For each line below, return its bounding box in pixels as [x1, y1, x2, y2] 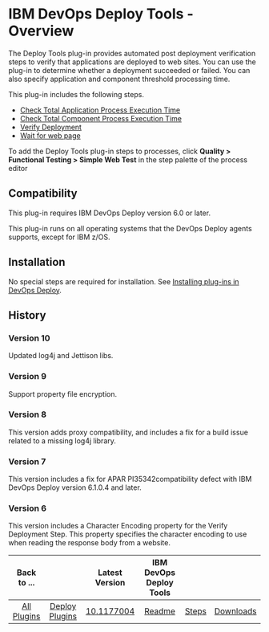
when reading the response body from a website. [8, 538, 171, 548]
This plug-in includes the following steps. [8, 89, 144, 99]
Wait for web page [19, 130, 82, 141]
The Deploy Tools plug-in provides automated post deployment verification [8, 48, 256, 58]
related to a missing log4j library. [8, 435, 116, 446]
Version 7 [8, 455, 46, 467]
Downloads [214, 605, 257, 617]
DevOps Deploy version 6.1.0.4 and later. [8, 483, 142, 492]
